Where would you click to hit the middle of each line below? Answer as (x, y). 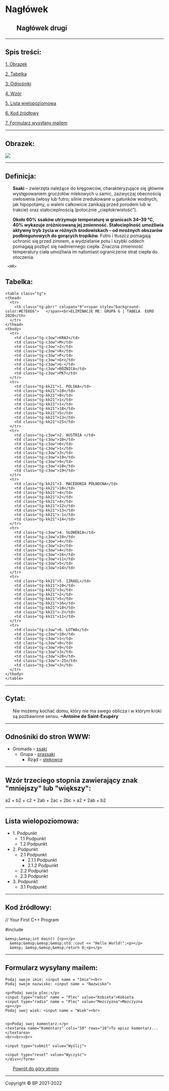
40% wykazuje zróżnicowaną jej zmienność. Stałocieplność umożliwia (88, 225)
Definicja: (21, 176)
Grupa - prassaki (37, 754)
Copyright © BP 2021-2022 (33, 1083)
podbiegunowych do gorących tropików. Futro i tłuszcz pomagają (81, 236)
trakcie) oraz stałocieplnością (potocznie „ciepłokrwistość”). (75, 210)
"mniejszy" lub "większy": (48, 788)
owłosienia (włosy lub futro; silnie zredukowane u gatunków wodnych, (85, 199)
